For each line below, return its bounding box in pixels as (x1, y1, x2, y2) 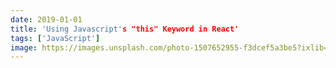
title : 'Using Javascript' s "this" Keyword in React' (10, 24, 240, 34)
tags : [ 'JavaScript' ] (10, 33, 101, 43)
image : (10, 42, 38, 53)
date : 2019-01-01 (10, 14, 83, 25)
